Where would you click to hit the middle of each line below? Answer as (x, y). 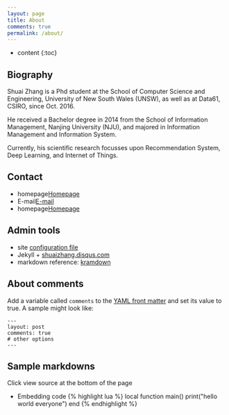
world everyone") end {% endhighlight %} (77, 404)
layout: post (26, 327)
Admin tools (34, 230)
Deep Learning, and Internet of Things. (63, 155)
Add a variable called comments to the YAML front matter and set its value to (114, 300)
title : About (26, 20)
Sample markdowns (51, 366)
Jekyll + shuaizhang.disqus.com (63, 254)
